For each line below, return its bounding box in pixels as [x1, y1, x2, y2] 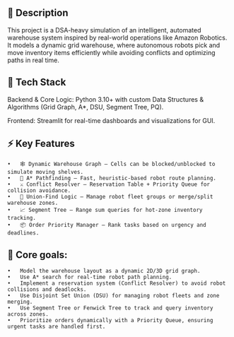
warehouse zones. [7, 199, 59, 207]
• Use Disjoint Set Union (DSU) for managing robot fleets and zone [7, 292, 220, 300]
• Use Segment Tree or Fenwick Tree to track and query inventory [7, 305, 213, 312]
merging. [7, 298, 33, 306]
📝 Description [7, 7, 69, 19]
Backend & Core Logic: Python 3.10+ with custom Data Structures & [7, 95, 204, 103]
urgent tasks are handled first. [7, 323, 106, 331]
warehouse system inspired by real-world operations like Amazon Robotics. [7, 33, 228, 42]
